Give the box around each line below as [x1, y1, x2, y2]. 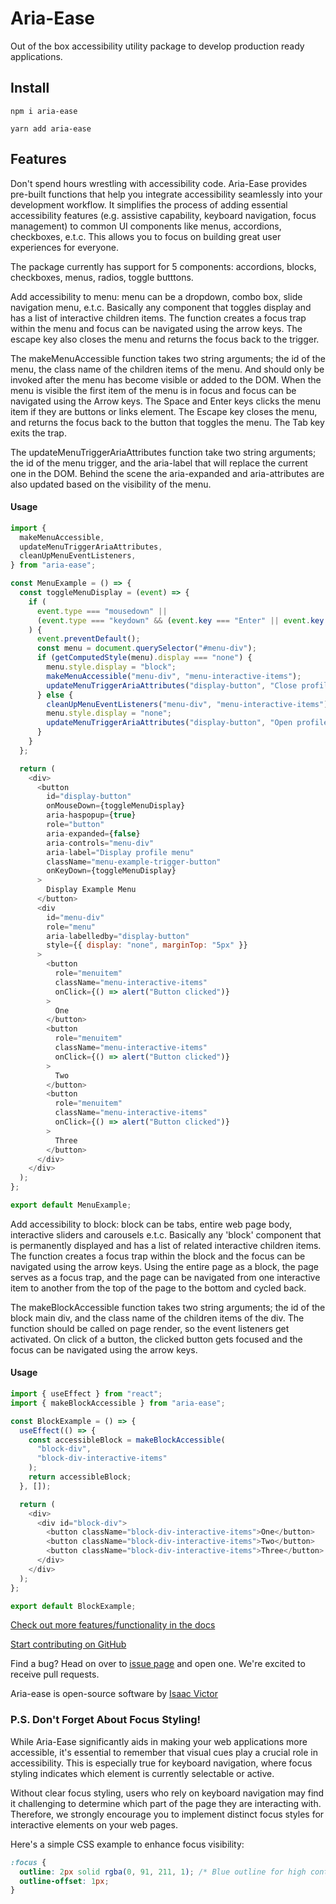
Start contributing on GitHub [10, 1638, 127, 1651]
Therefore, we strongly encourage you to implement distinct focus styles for [10, 1808, 325, 1820]
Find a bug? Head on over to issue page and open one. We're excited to [10, 1658, 306, 1670]
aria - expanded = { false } [46, 828, 141, 839]
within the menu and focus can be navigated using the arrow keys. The [10, 322, 303, 334]
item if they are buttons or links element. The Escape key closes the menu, [10, 405, 318, 417]
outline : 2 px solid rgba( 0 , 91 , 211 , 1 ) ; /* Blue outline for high [19, 1867, 307, 1877]
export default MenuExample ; [10, 1200, 132, 1211]
